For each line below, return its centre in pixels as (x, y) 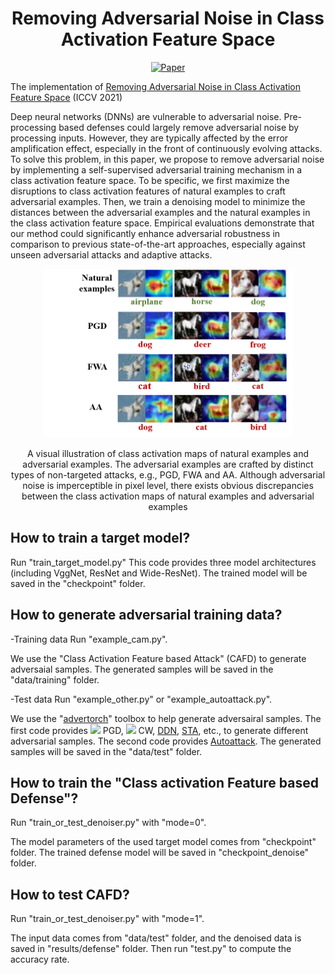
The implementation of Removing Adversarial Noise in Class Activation (156, 86)
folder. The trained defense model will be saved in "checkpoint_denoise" (160, 853)
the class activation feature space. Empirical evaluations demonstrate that (162, 223)
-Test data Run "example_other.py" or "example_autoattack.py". (141, 699)
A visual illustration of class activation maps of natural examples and (168, 453)
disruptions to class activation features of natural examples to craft (148, 191)
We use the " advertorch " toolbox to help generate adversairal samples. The (166, 718)
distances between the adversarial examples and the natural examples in (160, 212)
